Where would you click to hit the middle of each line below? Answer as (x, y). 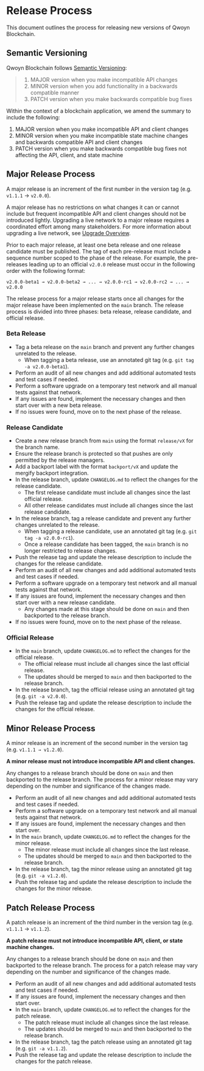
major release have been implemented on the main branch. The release (95, 305)
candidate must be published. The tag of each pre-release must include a (99, 251)
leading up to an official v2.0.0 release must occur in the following (112, 264)
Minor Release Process (51, 728)
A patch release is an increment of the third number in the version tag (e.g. (100, 922)
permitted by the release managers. (60, 460)
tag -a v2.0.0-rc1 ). (49, 538)
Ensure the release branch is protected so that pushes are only (94, 454)
